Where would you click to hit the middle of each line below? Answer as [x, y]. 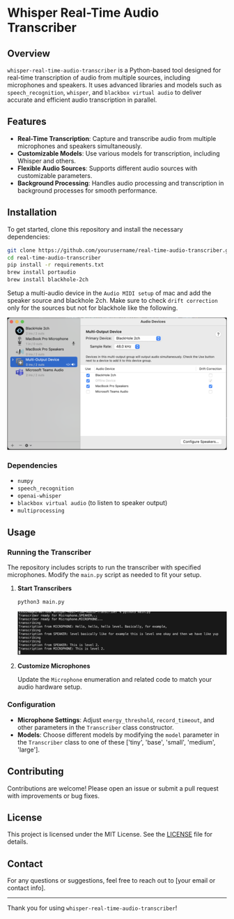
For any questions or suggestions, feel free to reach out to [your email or [111, 881]
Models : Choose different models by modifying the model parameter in [118, 735]
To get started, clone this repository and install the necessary [95, 229]
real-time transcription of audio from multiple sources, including [99, 77]
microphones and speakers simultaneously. [80, 146]
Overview [29, 53]
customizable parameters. [55, 175]
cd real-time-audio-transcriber [54, 257]
